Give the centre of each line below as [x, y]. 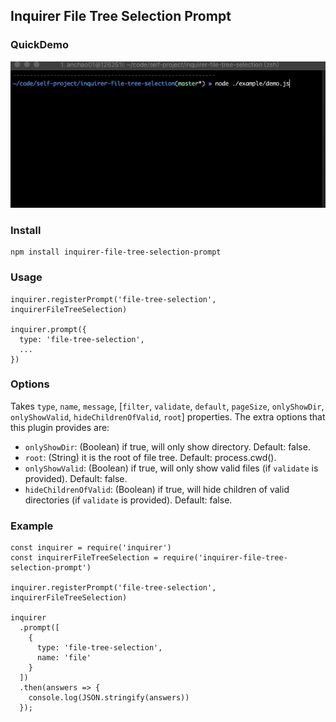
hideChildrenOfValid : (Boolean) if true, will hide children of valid [157, 489]
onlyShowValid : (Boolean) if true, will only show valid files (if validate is [171, 468]
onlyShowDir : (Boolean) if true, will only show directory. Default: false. [167, 446]
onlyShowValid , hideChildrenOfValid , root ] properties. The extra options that [168, 416]
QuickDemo [39, 45]
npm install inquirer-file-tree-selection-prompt [116, 252]
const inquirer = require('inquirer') [91, 548]
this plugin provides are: [60, 427]
